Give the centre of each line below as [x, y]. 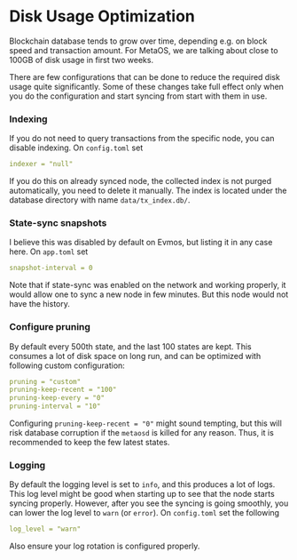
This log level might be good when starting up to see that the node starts [142, 494]
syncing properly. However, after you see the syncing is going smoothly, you [149, 503]
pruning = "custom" [45, 381]
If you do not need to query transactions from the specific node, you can [142, 139]
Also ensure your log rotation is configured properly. [105, 546]
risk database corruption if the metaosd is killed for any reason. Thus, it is [142, 433]
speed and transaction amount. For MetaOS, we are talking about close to [144, 50]
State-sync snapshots [58, 223]
